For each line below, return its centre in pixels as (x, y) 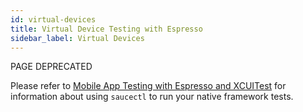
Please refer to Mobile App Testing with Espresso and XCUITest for (148, 86)
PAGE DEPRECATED (51, 67)
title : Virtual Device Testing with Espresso (106, 29)
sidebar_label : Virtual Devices (77, 38)
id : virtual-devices (53, 19)
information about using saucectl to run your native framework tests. (152, 97)
